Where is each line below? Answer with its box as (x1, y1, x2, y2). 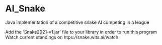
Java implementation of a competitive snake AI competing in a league (5, 19, 149, 25)
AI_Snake (5, 3, 45, 14)
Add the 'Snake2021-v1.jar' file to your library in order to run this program (5, 29, 157, 35)
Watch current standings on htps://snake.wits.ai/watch (5, 34, 119, 40)
